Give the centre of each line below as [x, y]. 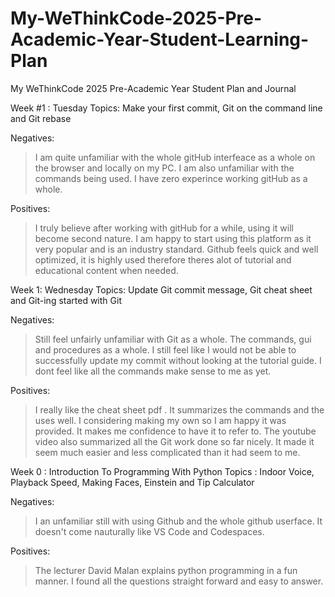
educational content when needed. [106, 270]
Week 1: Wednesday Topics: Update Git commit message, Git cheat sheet [161, 289]
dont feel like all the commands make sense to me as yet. [153, 371]
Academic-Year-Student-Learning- [160, 39]
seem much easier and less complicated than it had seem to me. [167, 452]
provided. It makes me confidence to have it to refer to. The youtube [175, 431]
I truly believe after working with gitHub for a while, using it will [164, 228]
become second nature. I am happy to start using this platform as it [173, 238]
